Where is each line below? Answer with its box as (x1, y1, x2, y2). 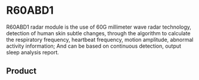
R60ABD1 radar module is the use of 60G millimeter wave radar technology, (6, 23, 192, 30)
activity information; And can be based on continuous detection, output (6, 42, 182, 50)
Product (6, 66, 37, 76)
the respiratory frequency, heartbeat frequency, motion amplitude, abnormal (6, 36, 194, 43)
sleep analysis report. (6, 48, 60, 56)
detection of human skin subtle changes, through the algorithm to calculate (6, 29, 191, 36)
